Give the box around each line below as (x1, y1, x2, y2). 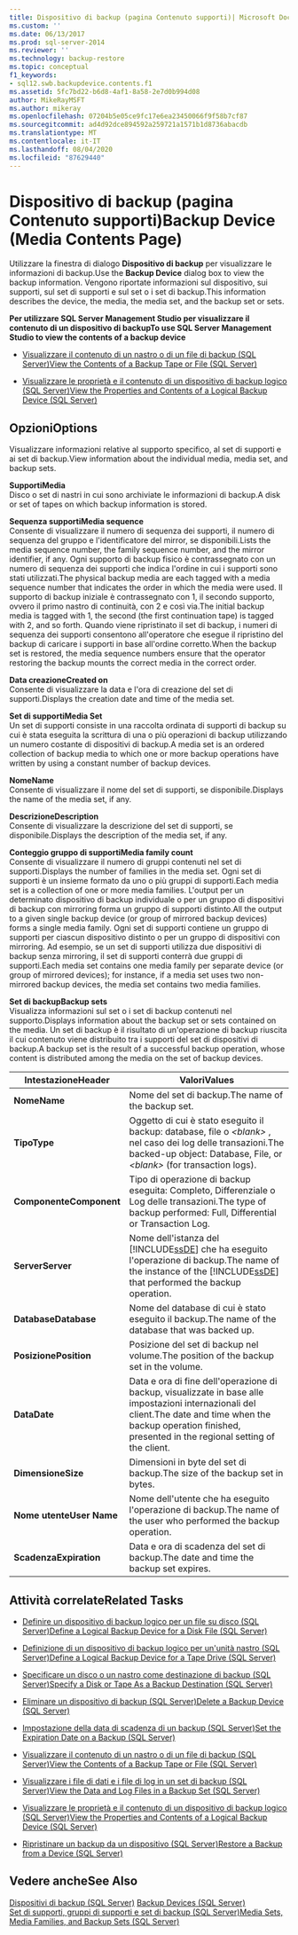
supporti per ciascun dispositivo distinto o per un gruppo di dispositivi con (9, 932, 281, 943)
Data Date (13, 1408, 55, 1420)
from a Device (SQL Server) (21, 1848, 124, 1859)
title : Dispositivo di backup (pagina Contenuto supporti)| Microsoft (9, 12, 276, 22)
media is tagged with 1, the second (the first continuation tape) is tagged (9, 610, 274, 621)
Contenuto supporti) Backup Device (9, 210, 276, 231)
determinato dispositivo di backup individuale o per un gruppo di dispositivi (9, 894, 285, 905)
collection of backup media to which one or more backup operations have (9, 749, 279, 759)
